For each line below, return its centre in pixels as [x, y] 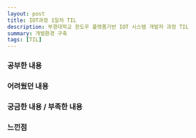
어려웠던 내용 [28, 86]
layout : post [26, 14]
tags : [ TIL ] [24, 40]
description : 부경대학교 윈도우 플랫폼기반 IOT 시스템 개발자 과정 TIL [98, 27]
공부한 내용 [25, 66]
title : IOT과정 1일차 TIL [42, 20]
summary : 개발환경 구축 [37, 33]
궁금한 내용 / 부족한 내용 [45, 106]
